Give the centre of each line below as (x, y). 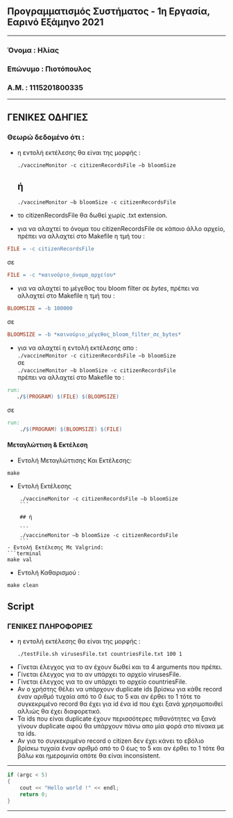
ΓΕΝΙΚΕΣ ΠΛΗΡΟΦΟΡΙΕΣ (50, 626)
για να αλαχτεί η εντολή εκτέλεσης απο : (77, 348)
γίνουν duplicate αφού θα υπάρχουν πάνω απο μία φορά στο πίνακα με (121, 726)
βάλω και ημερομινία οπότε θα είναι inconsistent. (89, 756)
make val (20, 559)
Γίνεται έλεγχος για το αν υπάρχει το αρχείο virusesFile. (99, 675)
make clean (23, 585)
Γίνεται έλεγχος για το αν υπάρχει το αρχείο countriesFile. (102, 682)
